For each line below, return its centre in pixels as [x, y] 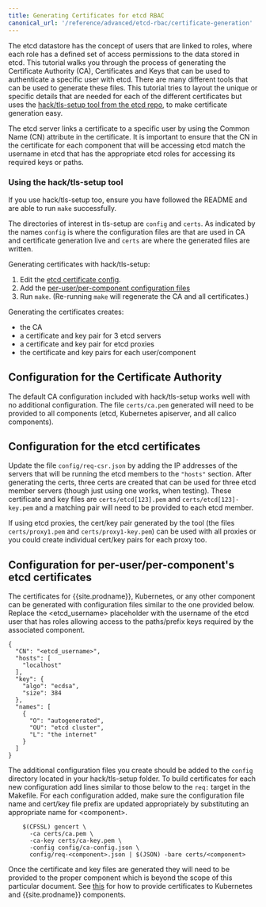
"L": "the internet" [63, 735]
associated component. [47, 630]
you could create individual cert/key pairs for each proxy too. [108, 540]
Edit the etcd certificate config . [70, 279]
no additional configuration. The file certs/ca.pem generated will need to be [131, 404]
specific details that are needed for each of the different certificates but [125, 96]
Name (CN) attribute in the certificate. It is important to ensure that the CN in [133, 136]
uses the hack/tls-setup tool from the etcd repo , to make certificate [118, 105]
